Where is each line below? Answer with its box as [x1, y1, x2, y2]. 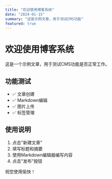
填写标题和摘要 [12, 145, 43, 151]
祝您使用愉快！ [5, 169, 35, 175]
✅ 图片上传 [12, 103, 35, 109]
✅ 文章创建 [12, 91, 35, 97]
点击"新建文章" [12, 139, 43, 145]
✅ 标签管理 [12, 110, 35, 115]
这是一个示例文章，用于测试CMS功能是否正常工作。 [5, 61, 110, 67]
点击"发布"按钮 [12, 158, 43, 164]
